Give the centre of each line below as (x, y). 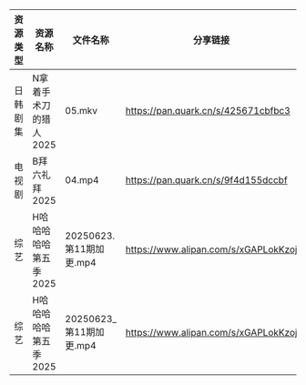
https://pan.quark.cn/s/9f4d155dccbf (207, 180)
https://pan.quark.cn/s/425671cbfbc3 (208, 111)
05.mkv (82, 111)
